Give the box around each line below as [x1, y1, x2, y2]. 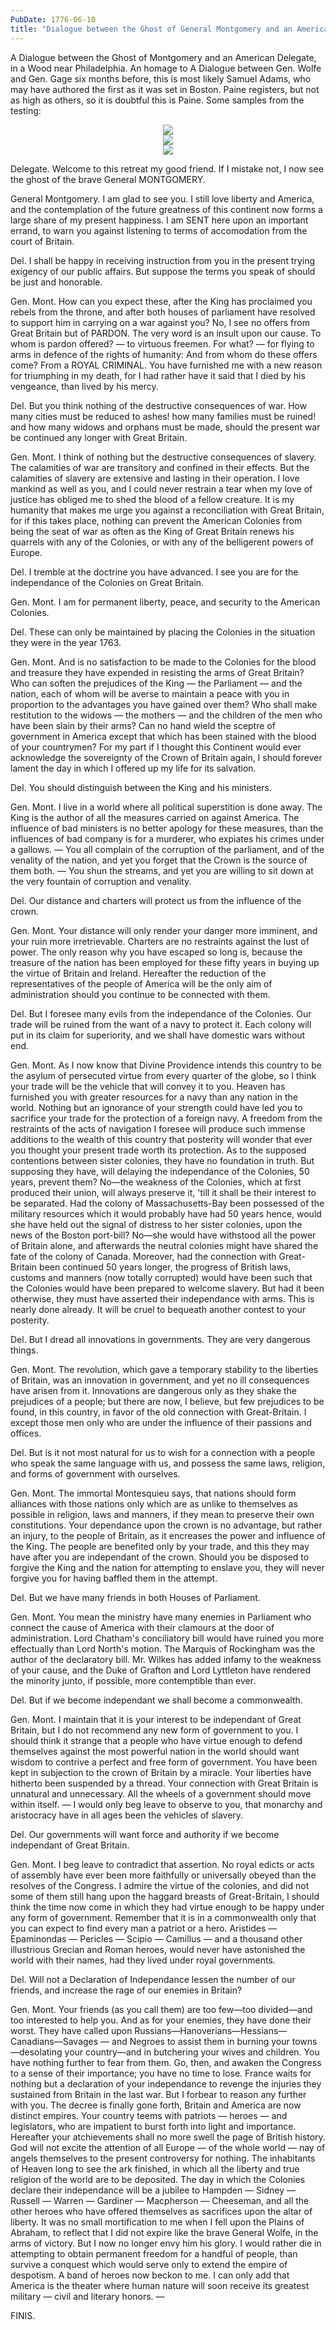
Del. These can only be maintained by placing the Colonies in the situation [10, 626, 316, 638]
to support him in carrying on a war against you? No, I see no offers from [10, 316, 310, 328]
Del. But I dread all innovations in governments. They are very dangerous [10, 1333, 311, 1345]
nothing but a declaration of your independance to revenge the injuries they [10, 2077, 322, 2090]
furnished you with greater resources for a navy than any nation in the [10, 1091, 298, 1103]
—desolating [10, 2046, 63, 2058]
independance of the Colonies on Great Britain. [10, 576, 205, 588]
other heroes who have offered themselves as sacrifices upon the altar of [10, 2205, 313, 2217]
